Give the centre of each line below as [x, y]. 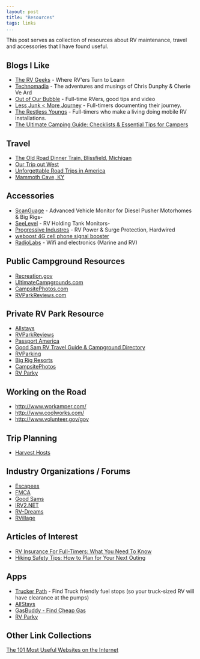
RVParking [28, 354]
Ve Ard [23, 93]
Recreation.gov [34, 276]
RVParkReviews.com [41, 295]
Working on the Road [46, 392]
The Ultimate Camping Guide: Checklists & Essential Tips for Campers [102, 124]
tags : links [21, 23]
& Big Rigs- [29, 216]
